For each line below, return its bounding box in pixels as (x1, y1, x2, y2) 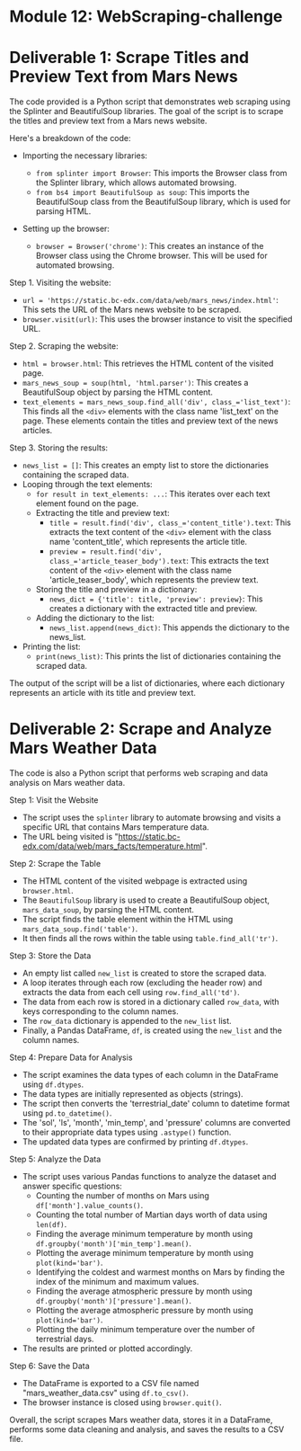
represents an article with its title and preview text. (9, 688, 196, 699)
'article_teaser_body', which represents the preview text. (49, 574, 259, 585)
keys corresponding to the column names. (22, 1006, 179, 1017)
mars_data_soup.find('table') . (22, 923, 138, 934)
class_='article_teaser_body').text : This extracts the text (49, 556, 270, 566)
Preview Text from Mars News (9, 67, 238, 87)
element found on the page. (35, 498, 139, 509)
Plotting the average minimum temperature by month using (35, 1248, 254, 1259)
